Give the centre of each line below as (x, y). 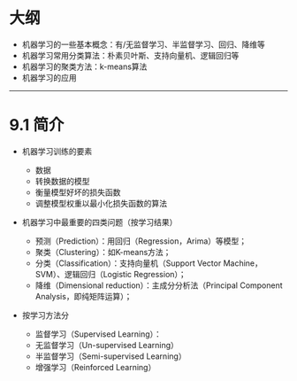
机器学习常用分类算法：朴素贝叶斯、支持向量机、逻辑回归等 (130, 55)
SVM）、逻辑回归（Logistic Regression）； (111, 274)
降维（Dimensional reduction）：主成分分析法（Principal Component (159, 285)
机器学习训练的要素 (57, 151)
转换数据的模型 (62, 181)
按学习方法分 (45, 315)
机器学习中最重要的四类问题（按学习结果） (99, 222)
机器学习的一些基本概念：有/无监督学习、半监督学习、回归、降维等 (143, 44)
